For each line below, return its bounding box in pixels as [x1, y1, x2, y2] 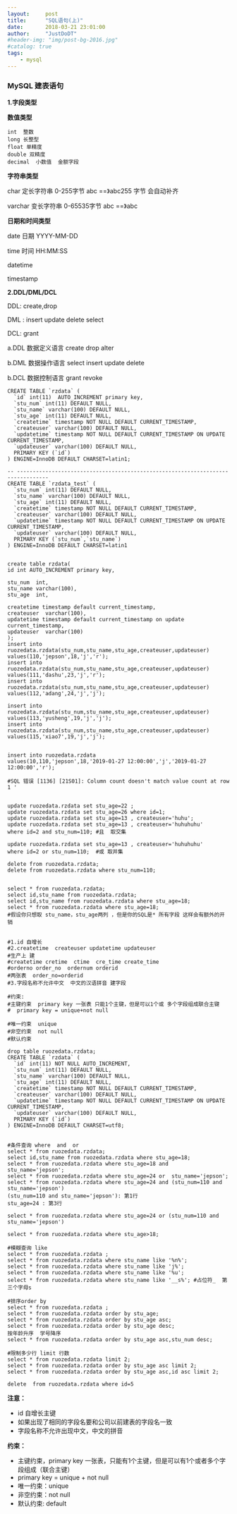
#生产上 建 [7, 953, 35, 960]
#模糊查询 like [7, 1245, 48, 1252]
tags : [7, 50, 23, 57]
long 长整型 [7, 136, 39, 143]
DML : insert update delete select [7, 315, 104, 324]
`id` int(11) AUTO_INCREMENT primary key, [13, 394, 143, 401]
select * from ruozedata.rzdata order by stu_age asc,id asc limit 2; [7, 1369, 219, 1376]
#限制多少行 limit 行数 [7, 1350, 70, 1357]
